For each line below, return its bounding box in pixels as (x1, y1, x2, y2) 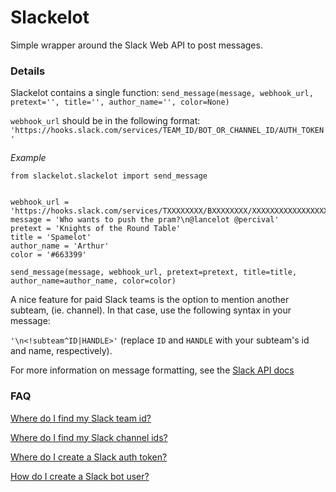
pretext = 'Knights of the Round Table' (10, 224, 182, 234)
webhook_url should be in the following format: (10, 115, 201, 127)
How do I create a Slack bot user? (10, 470, 150, 482)
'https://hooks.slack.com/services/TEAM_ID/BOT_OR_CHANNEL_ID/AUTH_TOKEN (10, 126, 325, 136)
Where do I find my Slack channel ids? (10, 431, 168, 443)
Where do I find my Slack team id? (10, 412, 152, 424)
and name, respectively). (10, 345, 113, 357)
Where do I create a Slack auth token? (10, 451, 168, 463)
